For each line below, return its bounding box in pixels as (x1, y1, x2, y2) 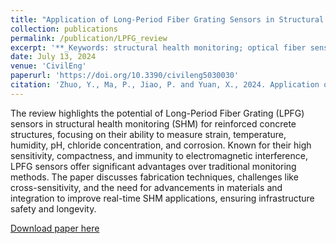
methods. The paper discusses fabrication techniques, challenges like (10, 171, 299, 183)
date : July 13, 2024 (10, 52, 97, 62)
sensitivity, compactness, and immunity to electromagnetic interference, (10, 149, 308, 161)
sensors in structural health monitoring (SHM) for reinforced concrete (10, 117, 297, 130)
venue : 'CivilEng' (10, 61, 87, 71)
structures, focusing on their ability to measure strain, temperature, (10, 128, 287, 140)
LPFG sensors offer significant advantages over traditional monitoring (10, 160, 297, 172)
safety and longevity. (10, 202, 97, 215)
